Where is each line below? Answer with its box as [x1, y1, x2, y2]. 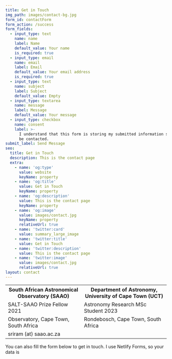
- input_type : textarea [10, 98, 60, 103]
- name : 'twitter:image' [14, 255, 68, 261]
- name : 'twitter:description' [14, 246, 81, 251]
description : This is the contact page [10, 155, 95, 161]
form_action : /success [5, 22, 54, 27]
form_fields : [5, 27, 33, 32]
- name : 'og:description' [14, 193, 70, 198]
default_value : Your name [14, 46, 70, 51]
